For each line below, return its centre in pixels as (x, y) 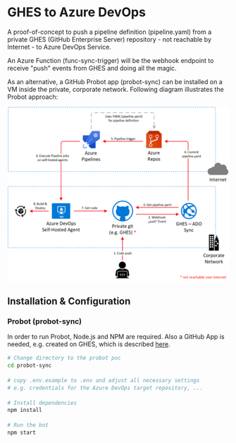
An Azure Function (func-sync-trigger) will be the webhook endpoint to (111, 60)
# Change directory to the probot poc (64, 358)
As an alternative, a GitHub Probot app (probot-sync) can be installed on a (115, 81)
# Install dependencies (42, 403)
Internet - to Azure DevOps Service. (59, 47)
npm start (22, 433)
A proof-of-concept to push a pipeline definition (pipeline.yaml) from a (110, 32)
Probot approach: (33, 97)
